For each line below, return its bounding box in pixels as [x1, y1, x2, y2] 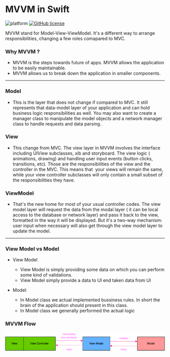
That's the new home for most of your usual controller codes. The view [12, 201, 161, 207]
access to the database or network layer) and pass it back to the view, [12, 212, 159, 218]
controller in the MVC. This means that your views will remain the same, [12, 166, 163, 172]
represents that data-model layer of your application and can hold [12, 105, 150, 111]
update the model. [12, 228, 51, 234]
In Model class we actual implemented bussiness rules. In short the [20, 297, 160, 303]
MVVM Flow [5, 320, 36, 327]
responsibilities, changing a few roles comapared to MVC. [5, 35, 125, 41]
